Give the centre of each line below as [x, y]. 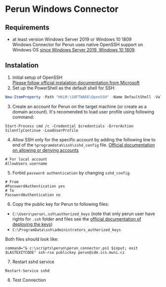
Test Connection [29, 280]
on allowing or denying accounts [45, 150]
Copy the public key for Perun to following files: [61, 204]
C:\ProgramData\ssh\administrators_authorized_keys [66, 230]
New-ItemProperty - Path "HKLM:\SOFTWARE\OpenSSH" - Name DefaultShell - [80, 97]
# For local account [26, 159]
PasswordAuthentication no [33, 195]
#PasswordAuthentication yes [35, 186]
